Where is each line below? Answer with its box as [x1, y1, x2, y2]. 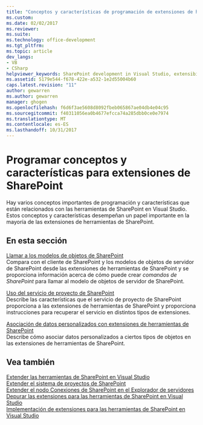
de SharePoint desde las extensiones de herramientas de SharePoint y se [6, 265, 189, 272]
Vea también [6, 357, 55, 367]
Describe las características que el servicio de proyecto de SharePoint [6, 295, 181, 303]
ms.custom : [6, 15, 34, 21]
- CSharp [6, 65, 28, 71]
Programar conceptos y [6, 153, 127, 167]
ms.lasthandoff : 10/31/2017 [6, 127, 77, 133]
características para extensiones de [6, 166, 191, 180]
